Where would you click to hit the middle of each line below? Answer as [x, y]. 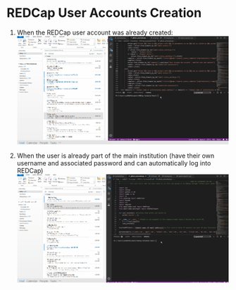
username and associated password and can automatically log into [114, 163]
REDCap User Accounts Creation [104, 13]
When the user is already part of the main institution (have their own [116, 156]
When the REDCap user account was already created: [95, 32]
